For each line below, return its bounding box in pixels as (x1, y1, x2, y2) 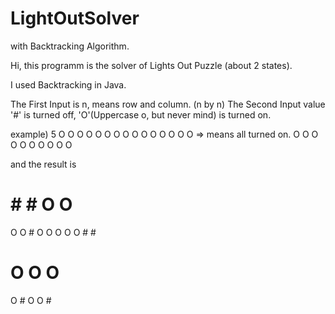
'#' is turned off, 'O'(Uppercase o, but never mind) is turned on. (10, 108, 272, 121)
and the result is (10, 158, 77, 170)
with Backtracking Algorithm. (10, 40, 130, 52)
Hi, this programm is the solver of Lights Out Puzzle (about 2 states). (10, 59, 293, 71)
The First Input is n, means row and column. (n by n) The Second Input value (10, 98, 326, 110)
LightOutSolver (10, 7, 140, 30)
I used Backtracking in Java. (10, 78, 127, 91)
